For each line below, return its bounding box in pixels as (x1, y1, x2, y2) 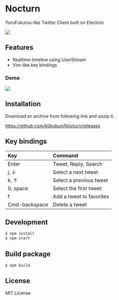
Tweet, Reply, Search (52, 160, 103, 167)
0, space (7, 185, 28, 192)
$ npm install (5, 231, 35, 236)
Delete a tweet (52, 201, 87, 208)
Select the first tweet (52, 185, 102, 192)
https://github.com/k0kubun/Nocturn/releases (5, 123, 100, 129)
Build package (5, 250, 51, 258)
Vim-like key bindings (12, 62, 57, 68)
